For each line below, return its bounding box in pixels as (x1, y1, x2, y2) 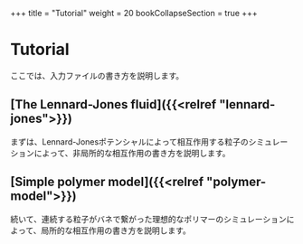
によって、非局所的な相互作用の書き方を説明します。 (33, 147, 231, 158)
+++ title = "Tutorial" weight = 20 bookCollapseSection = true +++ (10, 8, 259, 18)
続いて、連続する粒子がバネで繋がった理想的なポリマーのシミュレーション (10, 213, 288, 224)
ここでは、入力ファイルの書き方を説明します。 (10, 70, 185, 80)
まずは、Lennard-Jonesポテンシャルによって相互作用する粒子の (10, 136, 249, 147)
